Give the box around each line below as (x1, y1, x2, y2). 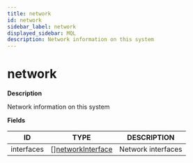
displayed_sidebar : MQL (7, 29, 77, 37)
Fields (7, 116, 26, 125)
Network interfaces (119, 144, 183, 154)
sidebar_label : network (7, 23, 77, 30)
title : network (7, 10, 52, 17)
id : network (7, 17, 42, 24)
